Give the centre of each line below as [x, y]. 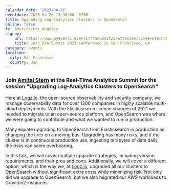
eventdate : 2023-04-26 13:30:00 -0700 [47, 15]
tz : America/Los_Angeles [32, 29]
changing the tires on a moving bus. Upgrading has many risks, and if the [83, 135]
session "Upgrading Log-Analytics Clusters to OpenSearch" [82, 86]
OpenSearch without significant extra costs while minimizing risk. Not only [84, 172]
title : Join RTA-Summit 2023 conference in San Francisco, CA [82, 43]
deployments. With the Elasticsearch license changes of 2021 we [87, 108]
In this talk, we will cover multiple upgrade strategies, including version [80, 155]
